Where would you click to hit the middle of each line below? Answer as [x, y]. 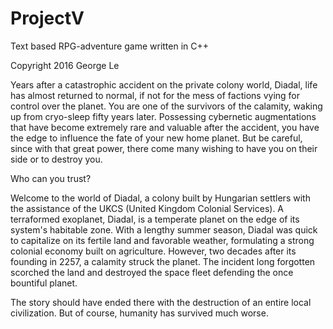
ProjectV [47, 18]
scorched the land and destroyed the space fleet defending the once [152, 272]
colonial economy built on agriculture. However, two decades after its [153, 251]
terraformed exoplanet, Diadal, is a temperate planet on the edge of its [155, 219]
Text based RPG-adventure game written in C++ [110, 46]
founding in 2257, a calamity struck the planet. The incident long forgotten [163, 261]
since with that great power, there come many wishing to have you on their [164, 148]
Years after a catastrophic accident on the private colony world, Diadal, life [164, 84]
